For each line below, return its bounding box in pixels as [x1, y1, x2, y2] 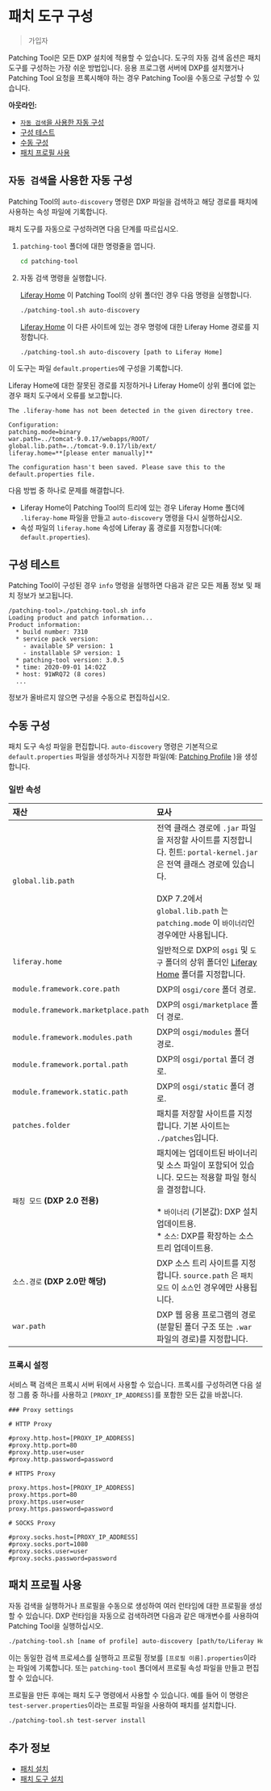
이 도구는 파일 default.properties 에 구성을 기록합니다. [8, 364, 183, 373]
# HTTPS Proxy [8, 1469, 56, 1478]
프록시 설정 [8, 1360, 49, 1371]
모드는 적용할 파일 [176, 1172, 240, 1183]
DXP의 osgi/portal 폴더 [156, 1053, 246, 1065]
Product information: [8, 621, 81, 629]
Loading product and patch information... [8, 614, 153, 622]
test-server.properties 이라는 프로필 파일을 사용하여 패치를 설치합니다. [8, 1701, 236, 1710]
